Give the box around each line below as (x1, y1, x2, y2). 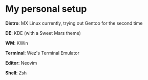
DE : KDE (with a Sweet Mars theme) (5, 30, 81, 36)
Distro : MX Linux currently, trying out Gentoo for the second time (5, 20, 143, 26)
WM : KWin (5, 39, 28, 46)
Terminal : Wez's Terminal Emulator (5, 50, 79, 56)
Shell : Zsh (5, 70, 27, 76)
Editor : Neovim (5, 59, 37, 66)
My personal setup (5, 3, 87, 15)
